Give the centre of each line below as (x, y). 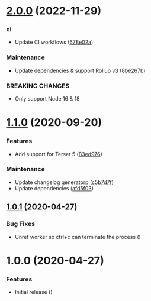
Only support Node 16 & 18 (47, 99)
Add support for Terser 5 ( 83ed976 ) (58, 154)
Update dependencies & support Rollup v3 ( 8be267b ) (80, 70)
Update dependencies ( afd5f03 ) (54, 188)
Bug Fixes (21, 224)
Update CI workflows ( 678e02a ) (54, 42)
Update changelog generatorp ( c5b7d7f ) (64, 182)
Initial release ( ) (33, 292)
